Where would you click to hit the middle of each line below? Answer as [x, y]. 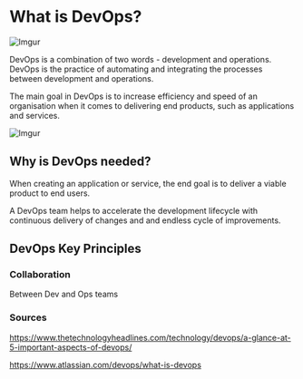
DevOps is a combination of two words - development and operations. [141, 59]
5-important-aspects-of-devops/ [71, 347]
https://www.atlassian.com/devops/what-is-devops [106, 364]
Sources [28, 317]
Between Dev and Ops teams [64, 294]
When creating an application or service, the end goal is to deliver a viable [148, 183]
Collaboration [40, 275]
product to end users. [50, 193]
